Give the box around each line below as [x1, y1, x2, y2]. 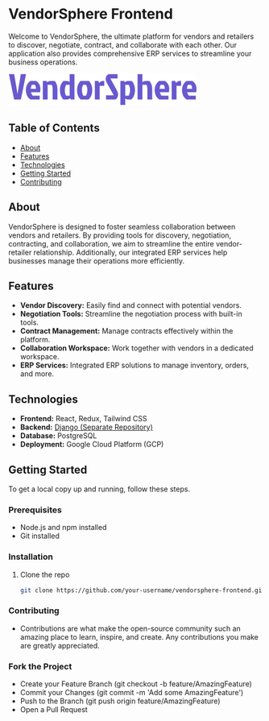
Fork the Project [8, 661, 72, 672]
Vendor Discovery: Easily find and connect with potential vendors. [19, 300, 242, 310]
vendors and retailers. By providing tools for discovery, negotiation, [8, 230, 232, 240]
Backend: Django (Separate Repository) [19, 422, 153, 432]
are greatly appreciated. [19, 640, 101, 650]
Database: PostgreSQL [19, 431, 97, 441]
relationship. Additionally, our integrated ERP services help [33, 247, 228, 257]
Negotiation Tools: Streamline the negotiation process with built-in [19, 309, 243, 319]
